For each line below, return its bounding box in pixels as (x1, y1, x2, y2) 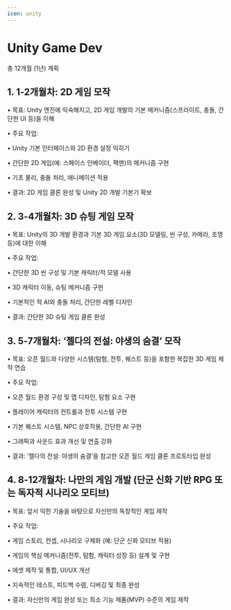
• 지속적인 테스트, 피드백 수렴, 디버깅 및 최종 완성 (7, 580, 140, 588)
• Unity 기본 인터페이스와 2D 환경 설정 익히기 (7, 144, 130, 153)
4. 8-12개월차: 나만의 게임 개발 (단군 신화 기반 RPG (7, 474, 213, 486)
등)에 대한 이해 (7, 239, 47, 247)
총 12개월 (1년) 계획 (7, 64, 60, 72)
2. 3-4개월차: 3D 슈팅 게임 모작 (7, 210, 134, 222)
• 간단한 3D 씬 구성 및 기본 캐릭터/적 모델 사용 (7, 269, 132, 277)
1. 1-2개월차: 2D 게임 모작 (7, 86, 111, 98)
